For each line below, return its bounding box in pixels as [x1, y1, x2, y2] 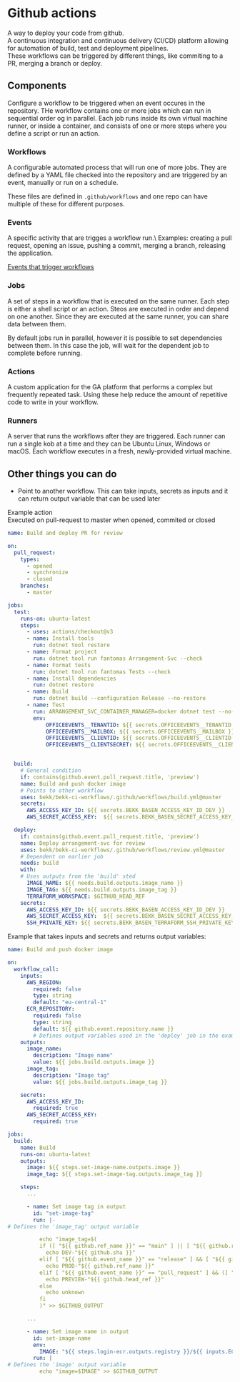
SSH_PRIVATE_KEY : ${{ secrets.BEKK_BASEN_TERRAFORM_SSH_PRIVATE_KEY [26, 919, 235, 926]
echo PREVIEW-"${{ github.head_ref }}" [45, 1276, 164, 1283]
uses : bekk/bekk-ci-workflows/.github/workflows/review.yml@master [20, 846, 225, 853]
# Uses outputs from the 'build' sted [20, 873, 136, 880]
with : [20, 866, 37, 873]
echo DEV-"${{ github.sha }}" [45, 1249, 136, 1256]
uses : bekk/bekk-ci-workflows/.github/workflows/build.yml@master [20, 793, 222, 801]
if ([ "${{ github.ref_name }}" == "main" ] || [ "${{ [39, 1243, 206, 1250]
